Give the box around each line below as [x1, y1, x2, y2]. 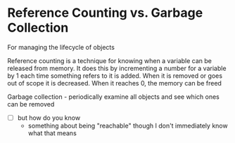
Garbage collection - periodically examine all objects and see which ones [7, 93, 220, 101]
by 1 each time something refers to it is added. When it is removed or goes [7, 71, 223, 80]
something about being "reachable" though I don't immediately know [27, 121, 228, 130]
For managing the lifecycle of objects [7, 43, 115, 51]
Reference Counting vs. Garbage [7, 5, 203, 21]
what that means [27, 129, 77, 137]
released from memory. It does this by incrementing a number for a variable [7, 64, 227, 72]
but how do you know [17, 114, 81, 122]
